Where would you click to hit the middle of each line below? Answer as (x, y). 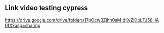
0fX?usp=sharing (23, 25)
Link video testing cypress (47, 8)
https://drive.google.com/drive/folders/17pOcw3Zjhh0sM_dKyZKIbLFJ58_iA (82, 20)
